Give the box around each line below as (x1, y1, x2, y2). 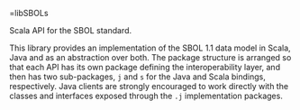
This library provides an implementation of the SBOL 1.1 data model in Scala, (9, 42, 291, 53)
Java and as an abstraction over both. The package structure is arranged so (9, 52, 292, 62)
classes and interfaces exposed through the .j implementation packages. (9, 90, 284, 101)
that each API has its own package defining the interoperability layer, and (9, 62, 281, 72)
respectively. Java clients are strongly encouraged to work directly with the (9, 81, 289, 91)
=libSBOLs (9, 8, 49, 18)
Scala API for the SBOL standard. (9, 25, 132, 35)
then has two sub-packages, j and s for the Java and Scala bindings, (9, 71, 266, 82)
